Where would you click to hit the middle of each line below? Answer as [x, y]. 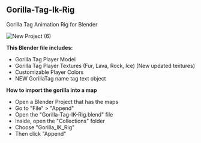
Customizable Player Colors [49, 72]
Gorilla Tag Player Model [45, 59]
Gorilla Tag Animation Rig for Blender [52, 24]
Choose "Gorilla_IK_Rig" [45, 127]
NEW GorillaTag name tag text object [60, 78]
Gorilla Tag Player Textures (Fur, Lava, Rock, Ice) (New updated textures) [105, 65]
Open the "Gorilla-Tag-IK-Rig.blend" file [64, 114]
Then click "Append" [40, 133]
